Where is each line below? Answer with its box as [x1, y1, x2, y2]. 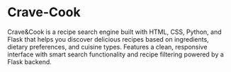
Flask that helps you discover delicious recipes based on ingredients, [7, 35, 209, 43]
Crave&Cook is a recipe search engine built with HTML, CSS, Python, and [7, 28, 222, 36]
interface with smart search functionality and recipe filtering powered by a [7, 50, 225, 59]
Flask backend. [7, 57, 52, 66]
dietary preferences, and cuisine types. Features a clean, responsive [7, 42, 208, 51]
